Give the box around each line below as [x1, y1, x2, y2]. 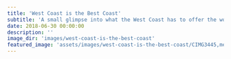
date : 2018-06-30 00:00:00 [7, 22, 85, 29]
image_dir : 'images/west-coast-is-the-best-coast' [7, 35, 155, 42]
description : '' [7, 28, 54, 36]
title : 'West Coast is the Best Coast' [7, 9, 122, 17]
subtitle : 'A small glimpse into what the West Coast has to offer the [7, 16, 217, 23]
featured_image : [7, 41, 54, 48]
